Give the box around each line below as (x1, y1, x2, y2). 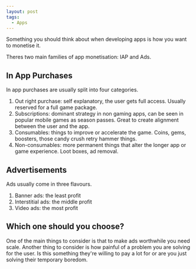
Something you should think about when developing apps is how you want (6, 36, 187, 43)
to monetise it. (6, 42, 41, 49)
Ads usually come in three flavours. (6, 181, 92, 188)
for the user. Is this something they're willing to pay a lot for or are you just (6, 250, 187, 257)
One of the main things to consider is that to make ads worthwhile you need (6, 237, 190, 244)
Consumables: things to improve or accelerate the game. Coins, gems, (14, 129, 186, 136)
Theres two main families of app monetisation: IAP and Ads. (6, 54, 152, 61)
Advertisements (6, 165, 67, 175)
